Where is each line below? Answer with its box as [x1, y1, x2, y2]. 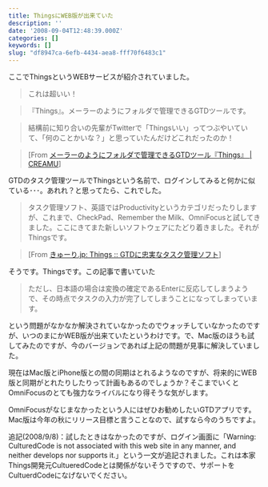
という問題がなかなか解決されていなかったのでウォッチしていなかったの [8, 321, 246, 330]
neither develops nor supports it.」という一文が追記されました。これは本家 [8, 450, 256, 460]
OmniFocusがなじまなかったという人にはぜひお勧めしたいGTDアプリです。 [8, 405, 256, 414]
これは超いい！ [27, 89, 78, 99]
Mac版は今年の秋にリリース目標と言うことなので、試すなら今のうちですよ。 [8, 415, 260, 425]
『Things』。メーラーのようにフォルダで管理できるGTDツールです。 [27, 106, 250, 115]
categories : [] [8, 34, 59, 42]
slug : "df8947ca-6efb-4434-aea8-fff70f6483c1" [8, 49, 166, 57]
